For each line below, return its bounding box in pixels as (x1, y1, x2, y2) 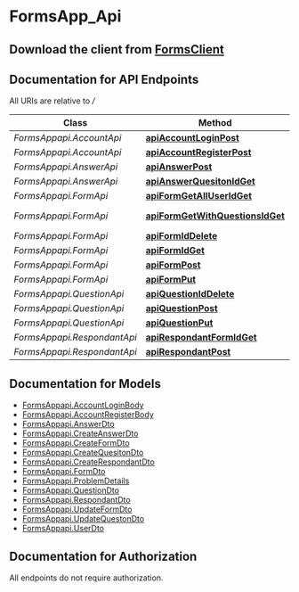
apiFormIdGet (145, 244, 205, 257)
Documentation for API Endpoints (9, 71, 199, 86)
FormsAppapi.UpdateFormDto (21, 504, 133, 514)
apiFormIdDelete (145, 230, 218, 243)
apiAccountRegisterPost (145, 146, 252, 159)
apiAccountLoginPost (145, 132, 240, 144)
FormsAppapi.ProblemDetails (21, 475, 130, 487)
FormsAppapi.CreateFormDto (21, 438, 131, 448)
